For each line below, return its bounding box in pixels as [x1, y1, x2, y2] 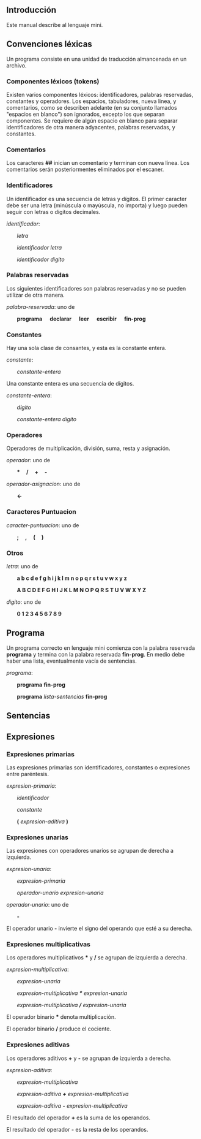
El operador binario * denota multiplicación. [6, 1013, 116, 1021]
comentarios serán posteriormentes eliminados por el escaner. [6, 166, 164, 173]
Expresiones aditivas [6, 1040, 70, 1049]
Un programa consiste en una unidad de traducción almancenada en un [6, 55, 187, 63]
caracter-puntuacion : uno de [6, 521, 79, 529]
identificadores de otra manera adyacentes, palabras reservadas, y [6, 123, 175, 131]
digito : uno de [6, 598, 42, 606]
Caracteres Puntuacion [6, 508, 76, 516]
